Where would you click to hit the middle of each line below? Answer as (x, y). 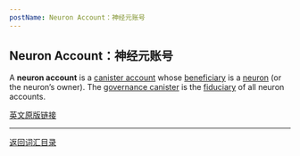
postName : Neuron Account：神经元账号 (77, 17)
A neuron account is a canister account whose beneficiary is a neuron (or (146, 78)
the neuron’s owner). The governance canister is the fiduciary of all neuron (147, 87)
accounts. (28, 97)
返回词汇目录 (33, 143)
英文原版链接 (33, 115)
